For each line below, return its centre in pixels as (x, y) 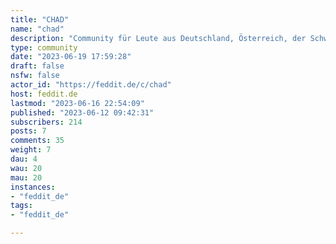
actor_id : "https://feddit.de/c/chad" (91, 85)
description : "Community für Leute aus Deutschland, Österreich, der (158, 38)
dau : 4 (24, 159)
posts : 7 (28, 131)
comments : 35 (37, 141)
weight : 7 (31, 150)
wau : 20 (26, 168)
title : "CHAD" (40, 19)
